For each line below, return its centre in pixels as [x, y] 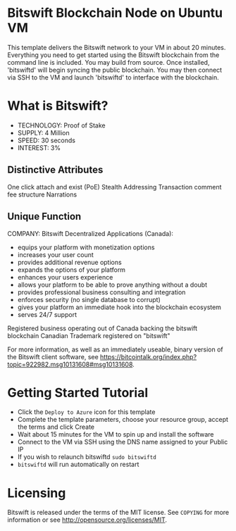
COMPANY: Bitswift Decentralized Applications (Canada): [91, 233]
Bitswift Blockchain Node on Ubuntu [115, 13]
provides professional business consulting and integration [101, 292]
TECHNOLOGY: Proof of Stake [61, 125]
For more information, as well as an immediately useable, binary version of [115, 349]
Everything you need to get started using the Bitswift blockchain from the [113, 55]
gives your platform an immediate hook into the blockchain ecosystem [119, 307]
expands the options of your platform [71, 270]
